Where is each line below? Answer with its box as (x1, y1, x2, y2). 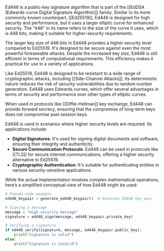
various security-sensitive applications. (12, 167, 92, 173)
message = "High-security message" (5, 210, 78, 215)
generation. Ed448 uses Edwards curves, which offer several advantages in (5, 86, 159, 92)
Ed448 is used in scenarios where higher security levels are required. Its (5, 121, 152, 127)
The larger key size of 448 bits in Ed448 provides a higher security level (5, 40, 152, 46)
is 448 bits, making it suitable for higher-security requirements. (5, 31, 133, 36)
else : (5, 237, 16, 242)
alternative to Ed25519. (12, 157, 59, 162)
